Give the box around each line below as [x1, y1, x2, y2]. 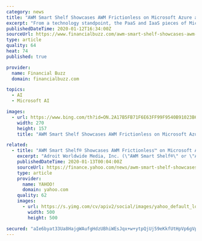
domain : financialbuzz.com [11, 76, 79, 82]
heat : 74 [6, 48, 28, 54]
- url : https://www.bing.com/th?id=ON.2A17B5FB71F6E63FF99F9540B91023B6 [11, 114, 198, 120]
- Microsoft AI [11, 98, 50, 104]
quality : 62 [17, 192, 47, 199]
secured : [6, 225, 28, 232]
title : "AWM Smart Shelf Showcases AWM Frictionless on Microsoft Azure [6, 14, 192, 20]
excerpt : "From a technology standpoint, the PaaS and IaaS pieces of [6, 20, 187, 26]
